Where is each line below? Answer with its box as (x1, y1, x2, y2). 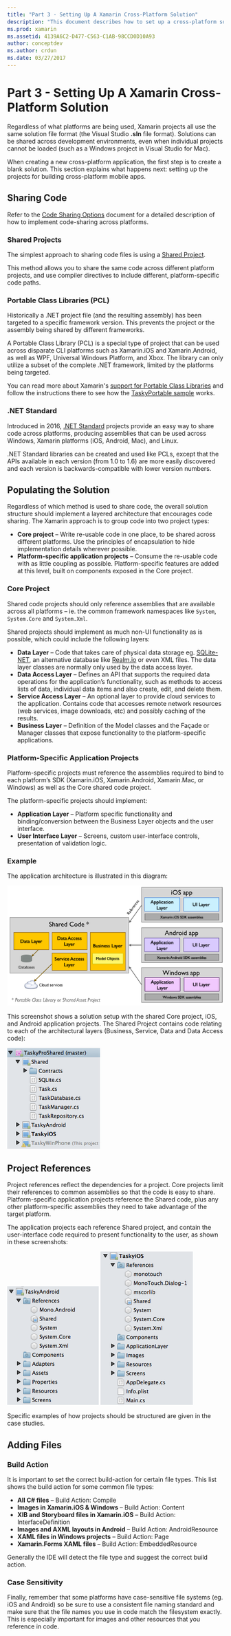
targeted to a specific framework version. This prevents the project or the (7, 318, 215, 327)
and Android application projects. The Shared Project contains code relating (7, 1019, 222, 1028)
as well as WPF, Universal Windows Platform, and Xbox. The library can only (7, 354, 223, 362)
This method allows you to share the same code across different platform (7, 263, 214, 272)
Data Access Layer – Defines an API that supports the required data (16, 670, 210, 678)
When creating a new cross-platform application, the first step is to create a (7, 157, 222, 166)
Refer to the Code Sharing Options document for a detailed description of (7, 210, 215, 219)
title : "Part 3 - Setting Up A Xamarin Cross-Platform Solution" (7, 11, 198, 18)
